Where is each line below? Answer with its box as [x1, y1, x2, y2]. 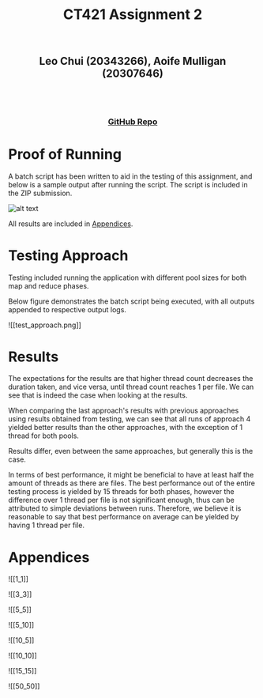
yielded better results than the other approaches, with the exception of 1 [8, 423, 243, 432]
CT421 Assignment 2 [62, 6, 203, 24]
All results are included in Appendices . [8, 219, 133, 228]
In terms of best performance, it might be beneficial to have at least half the [8, 470, 254, 480]
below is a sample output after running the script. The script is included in [8, 179, 248, 189]
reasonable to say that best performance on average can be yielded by [8, 512, 239, 522]
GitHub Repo [107, 116, 158, 127]
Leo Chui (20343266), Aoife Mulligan [39, 55, 227, 68]
